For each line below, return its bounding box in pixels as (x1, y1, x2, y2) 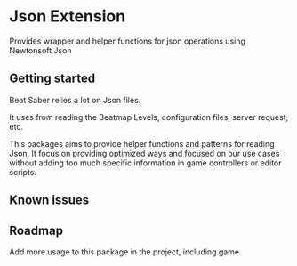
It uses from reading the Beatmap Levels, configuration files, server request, (9, 111, 289, 122)
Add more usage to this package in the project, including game (9, 246, 240, 257)
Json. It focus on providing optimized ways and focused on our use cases (9, 148, 280, 158)
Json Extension (9, 6, 126, 27)
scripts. (9, 166, 37, 177)
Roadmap (9, 222, 64, 238)
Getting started (9, 71, 96, 86)
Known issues (9, 193, 90, 208)
